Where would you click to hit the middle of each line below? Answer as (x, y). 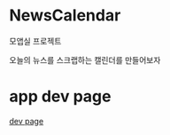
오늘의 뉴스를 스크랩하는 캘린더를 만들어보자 (85, 60)
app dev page (60, 96)
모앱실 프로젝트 (35, 41)
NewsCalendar (65, 16)
